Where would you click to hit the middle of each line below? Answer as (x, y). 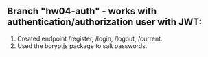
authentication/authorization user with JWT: (105, 22)
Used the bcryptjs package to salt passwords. (82, 46)
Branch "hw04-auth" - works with (82, 11)
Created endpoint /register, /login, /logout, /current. (90, 38)
